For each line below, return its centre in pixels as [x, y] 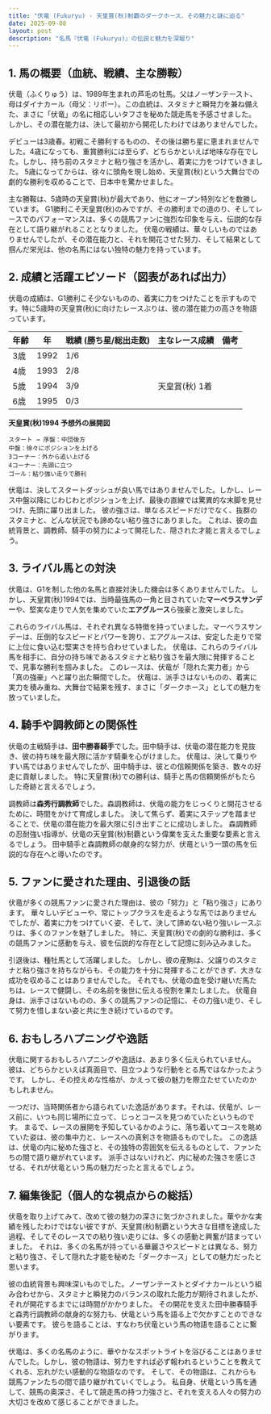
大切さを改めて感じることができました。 [75, 1402]
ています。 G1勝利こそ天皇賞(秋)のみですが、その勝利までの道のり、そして [132, 209]
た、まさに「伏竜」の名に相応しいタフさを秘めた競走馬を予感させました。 [132, 115]
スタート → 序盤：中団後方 [47, 439]
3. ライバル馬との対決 [62, 569]
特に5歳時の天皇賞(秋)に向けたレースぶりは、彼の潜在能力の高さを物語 [139, 308]
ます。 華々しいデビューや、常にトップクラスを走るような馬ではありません [132, 913]
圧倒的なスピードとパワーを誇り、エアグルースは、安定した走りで [146, 636]
